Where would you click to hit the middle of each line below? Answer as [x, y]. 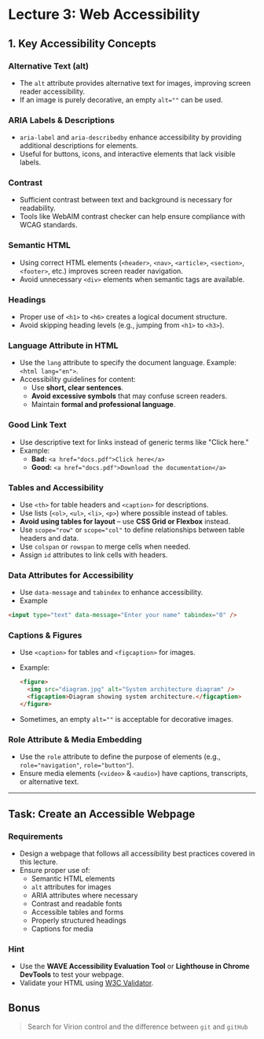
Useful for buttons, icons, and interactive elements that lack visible [127, 154]
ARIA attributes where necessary [84, 895]
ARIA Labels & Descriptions [62, 120]
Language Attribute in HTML [63, 346]
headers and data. [49, 538]
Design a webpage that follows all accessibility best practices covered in [137, 853]
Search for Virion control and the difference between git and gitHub [138, 1027]
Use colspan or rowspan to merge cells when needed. [105, 546]
